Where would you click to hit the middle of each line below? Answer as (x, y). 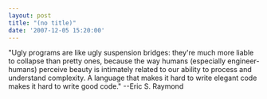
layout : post (30, 15)
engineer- (243, 61)
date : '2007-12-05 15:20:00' (57, 30)
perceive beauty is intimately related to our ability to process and (145, 70)
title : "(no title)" (43, 23)
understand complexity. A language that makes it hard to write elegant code (133, 78)
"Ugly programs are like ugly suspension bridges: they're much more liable (131, 53)
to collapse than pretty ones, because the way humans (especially (117, 61)
